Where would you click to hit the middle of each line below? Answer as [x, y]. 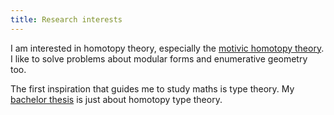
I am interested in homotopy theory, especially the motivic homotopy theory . [167, 48]
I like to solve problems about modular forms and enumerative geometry [159, 58]
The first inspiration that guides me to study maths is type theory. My [152, 88]
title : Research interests [66, 19]
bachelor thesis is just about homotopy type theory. [116, 99]
